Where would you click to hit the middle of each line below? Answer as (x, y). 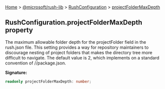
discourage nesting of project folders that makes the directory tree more (79, 52)
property (19, 30)
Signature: (16, 72)
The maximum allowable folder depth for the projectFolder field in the (76, 42)
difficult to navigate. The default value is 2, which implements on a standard (82, 58)
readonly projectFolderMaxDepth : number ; (48, 81)
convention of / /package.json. (36, 63)
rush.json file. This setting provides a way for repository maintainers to (77, 47)
